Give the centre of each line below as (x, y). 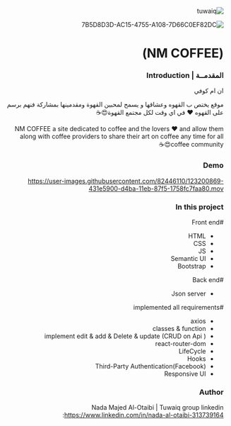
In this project (200, 207)
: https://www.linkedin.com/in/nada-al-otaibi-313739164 (143, 415)
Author (211, 392)
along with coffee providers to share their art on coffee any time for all (122, 136)
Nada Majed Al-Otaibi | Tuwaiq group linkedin (158, 408)
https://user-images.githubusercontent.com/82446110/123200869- (126, 181)
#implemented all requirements (178, 308)
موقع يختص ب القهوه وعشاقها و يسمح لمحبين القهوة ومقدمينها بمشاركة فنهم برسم (115, 105)
